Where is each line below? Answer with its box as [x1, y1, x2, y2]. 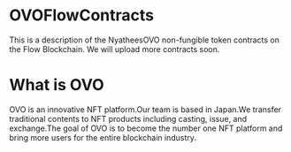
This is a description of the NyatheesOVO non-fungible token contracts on [9, 34, 280, 45]
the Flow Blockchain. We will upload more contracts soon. [9, 43, 220, 54]
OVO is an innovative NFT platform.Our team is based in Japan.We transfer [9, 103, 281, 115]
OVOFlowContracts [9, 5, 155, 26]
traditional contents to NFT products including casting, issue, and [9, 113, 248, 124]
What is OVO [9, 75, 104, 95]
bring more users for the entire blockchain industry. [9, 132, 196, 142]
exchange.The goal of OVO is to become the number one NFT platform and [9, 123, 283, 133]
